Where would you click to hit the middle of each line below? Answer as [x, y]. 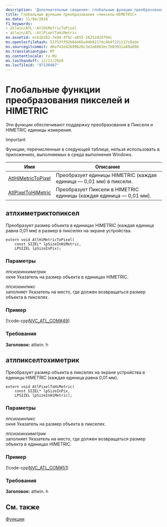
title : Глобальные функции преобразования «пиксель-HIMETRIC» [71, 14]
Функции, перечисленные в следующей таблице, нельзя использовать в [83, 149]
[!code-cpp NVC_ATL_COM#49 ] [38, 321]
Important [16, 140]
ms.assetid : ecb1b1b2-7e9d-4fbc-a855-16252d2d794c [59, 38]
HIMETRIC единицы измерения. [39, 130]
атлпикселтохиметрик [43, 360]
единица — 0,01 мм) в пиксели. [94, 181]
